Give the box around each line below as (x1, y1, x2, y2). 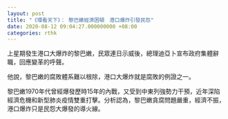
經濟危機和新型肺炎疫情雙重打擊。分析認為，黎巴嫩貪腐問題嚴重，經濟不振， (7, 96, 225, 104)
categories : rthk (7, 29, 57, 37)
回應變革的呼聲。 (19, 58, 68, 66)
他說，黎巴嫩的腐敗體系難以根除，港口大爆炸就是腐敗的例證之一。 (7, 73, 195, 81)
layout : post (7, 10, 45, 17)
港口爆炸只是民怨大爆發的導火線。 (7, 104, 104, 113)
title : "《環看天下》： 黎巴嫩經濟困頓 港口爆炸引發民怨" (7, 17, 154, 24)
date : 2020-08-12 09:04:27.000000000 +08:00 (7, 23, 137, 30)
